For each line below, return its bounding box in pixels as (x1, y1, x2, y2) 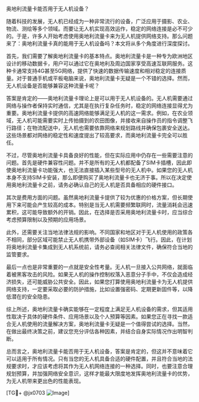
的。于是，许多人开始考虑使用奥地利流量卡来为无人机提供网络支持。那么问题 (6, 33, 193, 40)
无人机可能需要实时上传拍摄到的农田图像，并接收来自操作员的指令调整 (16, 117, 188, 124)
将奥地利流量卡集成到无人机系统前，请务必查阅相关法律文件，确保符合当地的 (6, 243, 193, 250)
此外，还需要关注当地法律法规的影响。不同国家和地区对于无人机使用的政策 (6, 229, 188, 236)
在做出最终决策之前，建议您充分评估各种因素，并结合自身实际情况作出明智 (6, 328, 188, 335)
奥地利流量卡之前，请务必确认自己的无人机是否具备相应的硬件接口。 (11, 181, 178, 188)
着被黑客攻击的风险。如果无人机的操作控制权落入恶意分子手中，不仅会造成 (6, 271, 188, 278)
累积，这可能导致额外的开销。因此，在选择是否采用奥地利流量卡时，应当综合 (6, 209, 193, 216)
